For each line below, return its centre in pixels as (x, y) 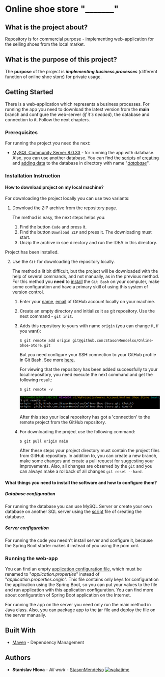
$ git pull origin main (44, 441)
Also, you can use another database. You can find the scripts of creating (85, 158)
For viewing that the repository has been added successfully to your (89, 369)
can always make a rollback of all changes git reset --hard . (81, 471)
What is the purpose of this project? (61, 60)
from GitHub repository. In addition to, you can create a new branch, (89, 456)
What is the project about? (46, 27)
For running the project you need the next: (48, 143)
